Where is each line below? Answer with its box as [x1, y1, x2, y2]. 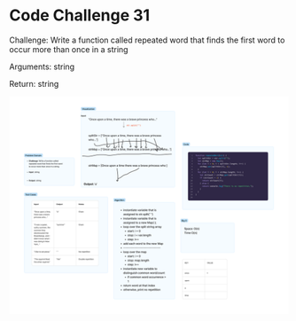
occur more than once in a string [9, 43, 129, 54]
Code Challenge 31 [9, 5, 151, 26]
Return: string [9, 78, 59, 89]
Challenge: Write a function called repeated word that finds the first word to [9, 35, 285, 45]
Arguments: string [9, 61, 75, 72]
